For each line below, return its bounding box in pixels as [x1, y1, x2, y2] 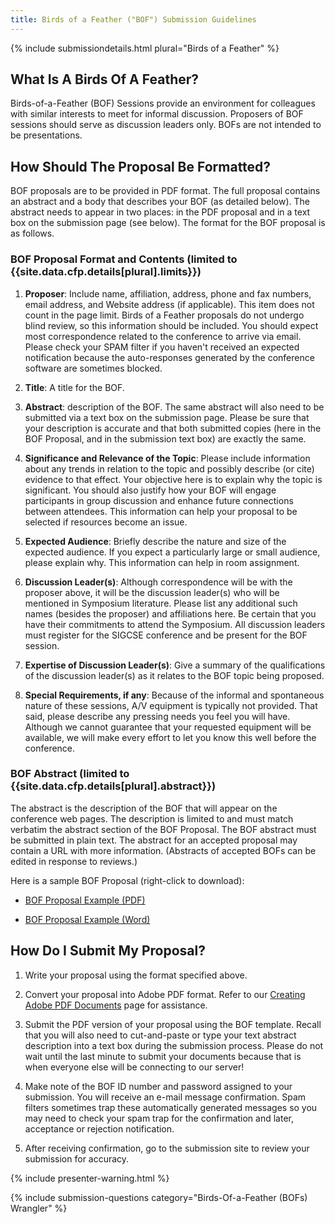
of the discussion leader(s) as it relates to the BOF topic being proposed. [24, 669, 325, 681]
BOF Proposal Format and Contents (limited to [10, 252, 238, 266]
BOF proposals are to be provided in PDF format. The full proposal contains [10, 185, 321, 197]
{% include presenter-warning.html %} [10, 1172, 170, 1184]
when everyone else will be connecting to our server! [24, 1061, 245, 1073]
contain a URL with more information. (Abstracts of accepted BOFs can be [10, 844, 317, 856]
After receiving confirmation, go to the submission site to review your [24, 1142, 310, 1154]
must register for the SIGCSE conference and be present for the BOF [24, 629, 308, 641]
